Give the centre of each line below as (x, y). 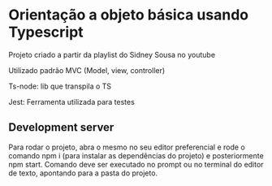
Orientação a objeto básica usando (129, 15)
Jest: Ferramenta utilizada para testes (72, 102)
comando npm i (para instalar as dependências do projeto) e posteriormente (136, 155)
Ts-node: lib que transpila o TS (60, 86)
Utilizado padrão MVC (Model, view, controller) (87, 70)
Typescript (46, 32)
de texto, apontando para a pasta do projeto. (83, 173)
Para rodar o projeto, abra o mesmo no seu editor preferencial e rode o (127, 147)
